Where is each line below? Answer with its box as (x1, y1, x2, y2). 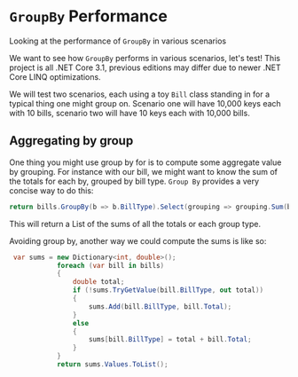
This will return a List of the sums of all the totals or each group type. (9, 218, 262, 229)
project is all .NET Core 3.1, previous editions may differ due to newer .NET (9, 62, 281, 73)
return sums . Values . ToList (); (56, 360, 169, 369)
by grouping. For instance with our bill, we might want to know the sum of (9, 166, 278, 177)
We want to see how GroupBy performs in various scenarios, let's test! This (9, 52, 281, 63)
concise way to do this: (9, 185, 94, 196)
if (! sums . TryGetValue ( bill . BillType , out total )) (72, 286, 264, 295)
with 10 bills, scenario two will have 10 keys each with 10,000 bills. (9, 107, 250, 118)
